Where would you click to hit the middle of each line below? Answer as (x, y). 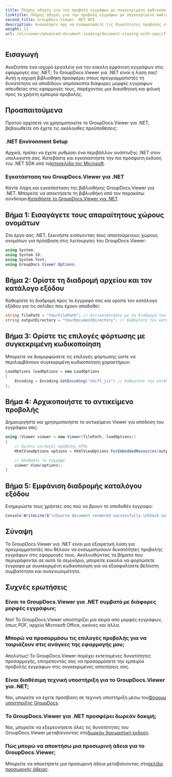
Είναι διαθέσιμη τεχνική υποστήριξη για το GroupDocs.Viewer (85, 680)
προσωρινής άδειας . (27, 769)
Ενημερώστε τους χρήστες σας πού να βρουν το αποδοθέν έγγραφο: (79, 506)
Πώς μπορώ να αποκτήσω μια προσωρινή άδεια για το (75, 746)
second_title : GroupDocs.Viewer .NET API (50, 19)
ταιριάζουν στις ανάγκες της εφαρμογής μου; (65, 645)
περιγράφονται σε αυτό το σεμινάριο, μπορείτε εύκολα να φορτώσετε (80, 560)
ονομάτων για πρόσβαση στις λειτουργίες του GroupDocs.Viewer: (76, 241)
